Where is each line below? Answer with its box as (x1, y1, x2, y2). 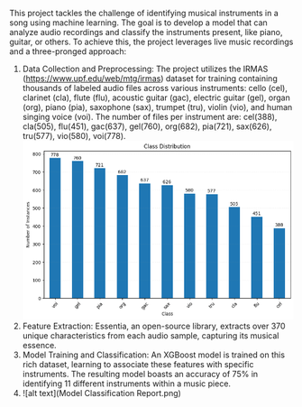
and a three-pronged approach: (9, 46, 127, 57)
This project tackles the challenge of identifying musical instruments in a (9, 8, 279, 18)
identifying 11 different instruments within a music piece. (22, 378, 232, 389)
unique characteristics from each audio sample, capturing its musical (22, 329, 279, 341)
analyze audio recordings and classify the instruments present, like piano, (9, 27, 283, 37)
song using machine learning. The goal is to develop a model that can (9, 17, 268, 28)
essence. (22, 339, 57, 350)
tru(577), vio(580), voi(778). (22, 131, 126, 141)
